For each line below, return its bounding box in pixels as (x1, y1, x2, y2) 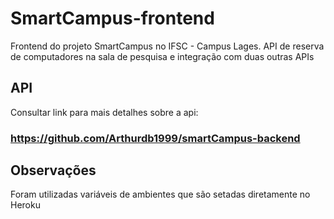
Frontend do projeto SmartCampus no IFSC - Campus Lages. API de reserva (10, 40, 325, 52)
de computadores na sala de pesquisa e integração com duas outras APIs (10, 50, 315, 62)
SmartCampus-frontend (10, 7, 215, 30)
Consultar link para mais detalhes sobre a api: (10, 106, 199, 118)
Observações (10, 162, 97, 179)
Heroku (10, 199, 41, 211)
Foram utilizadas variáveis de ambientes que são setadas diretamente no (10, 188, 311, 201)
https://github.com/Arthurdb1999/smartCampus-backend (10, 131, 301, 145)
